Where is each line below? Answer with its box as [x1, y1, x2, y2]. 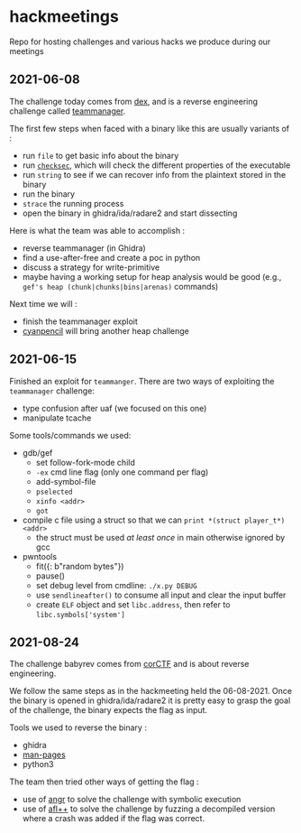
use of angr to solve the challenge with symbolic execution [22, 794, 242, 805]
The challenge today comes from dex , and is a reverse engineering [9, 96, 259, 106]
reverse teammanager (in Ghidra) [22, 242, 146, 254]
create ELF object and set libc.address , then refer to [35, 598, 231, 610]
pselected [35, 487, 74, 496]
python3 [22, 759, 54, 770]
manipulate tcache [22, 412, 92, 423]
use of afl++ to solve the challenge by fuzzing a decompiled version [22, 803, 276, 814]
